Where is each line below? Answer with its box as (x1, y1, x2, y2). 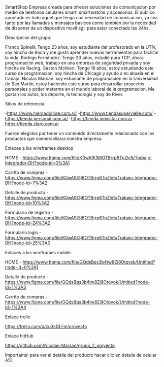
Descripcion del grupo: (5, 34, 52, 40)
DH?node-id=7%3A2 (5, 180, 48, 186)
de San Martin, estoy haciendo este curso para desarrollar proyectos (5, 81, 145, 87)
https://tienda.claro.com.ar (5, 121, 59, 127)
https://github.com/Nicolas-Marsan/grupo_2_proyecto (5, 342, 115, 348)
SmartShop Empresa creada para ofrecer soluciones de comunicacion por (5, 4, 156, 10)
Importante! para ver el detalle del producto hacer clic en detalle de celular (5, 352, 157, 358)
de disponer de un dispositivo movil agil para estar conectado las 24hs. (5, 25, 150, 31)
